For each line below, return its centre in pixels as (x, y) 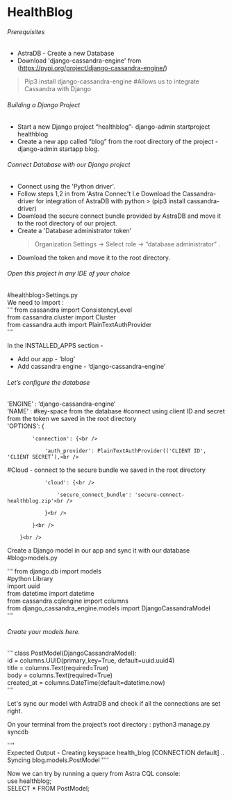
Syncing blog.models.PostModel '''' (58, 760)
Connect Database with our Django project (69, 165)
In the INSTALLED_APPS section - (55, 346)
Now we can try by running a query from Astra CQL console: (94, 774)
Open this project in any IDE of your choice (69, 274)
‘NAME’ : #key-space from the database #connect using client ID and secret (116, 411)
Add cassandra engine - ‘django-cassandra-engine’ (91, 366)
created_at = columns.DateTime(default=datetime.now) (86, 683)
